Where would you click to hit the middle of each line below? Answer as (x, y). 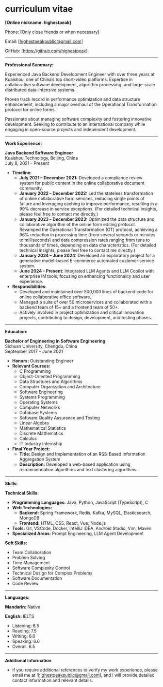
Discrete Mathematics (41, 433)
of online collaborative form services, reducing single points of (82, 198)
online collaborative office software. (55, 297)
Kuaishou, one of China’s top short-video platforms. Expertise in (69, 79)
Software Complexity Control (41, 568)
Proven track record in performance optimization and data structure (73, 99)
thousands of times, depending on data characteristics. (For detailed (88, 245)
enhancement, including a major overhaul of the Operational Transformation (81, 104)
